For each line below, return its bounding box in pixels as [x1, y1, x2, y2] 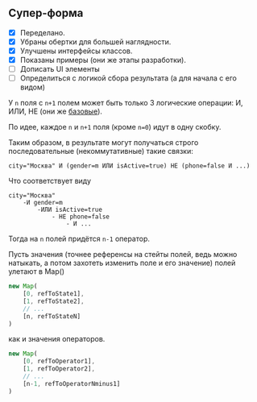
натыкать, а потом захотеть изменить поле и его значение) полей [8, 258, 236, 268]
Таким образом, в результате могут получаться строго [8, 138, 199, 147]
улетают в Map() [8, 267, 65, 276]
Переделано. [19, 27, 66, 37]
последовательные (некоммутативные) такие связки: [8, 147, 193, 156]
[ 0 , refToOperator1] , [23, 358, 95, 366]
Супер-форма [8, 6, 84, 20]
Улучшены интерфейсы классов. [19, 46, 133, 56]
